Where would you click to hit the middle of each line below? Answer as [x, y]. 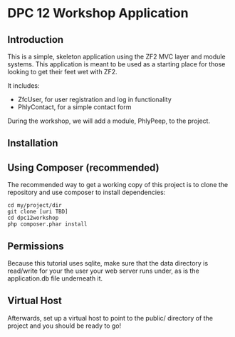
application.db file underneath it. [55, 278]
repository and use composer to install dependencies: [87, 192]
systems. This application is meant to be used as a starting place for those [116, 64]
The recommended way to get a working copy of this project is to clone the [118, 185]
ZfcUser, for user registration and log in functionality [95, 99]
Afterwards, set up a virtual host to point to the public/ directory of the [110, 318]
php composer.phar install [47, 224]
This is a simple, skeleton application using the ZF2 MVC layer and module [116, 56]
